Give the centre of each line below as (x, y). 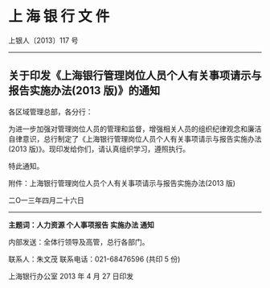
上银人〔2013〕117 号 (43, 40)
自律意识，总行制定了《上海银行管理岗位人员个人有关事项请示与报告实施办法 (135, 138)
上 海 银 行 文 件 (59, 16)
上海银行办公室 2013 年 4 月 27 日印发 (71, 276)
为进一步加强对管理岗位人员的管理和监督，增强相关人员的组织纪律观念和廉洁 (135, 129)
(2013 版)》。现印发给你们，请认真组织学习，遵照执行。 (99, 149)
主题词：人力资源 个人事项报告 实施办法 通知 (81, 224)
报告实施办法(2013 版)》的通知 (84, 91)
